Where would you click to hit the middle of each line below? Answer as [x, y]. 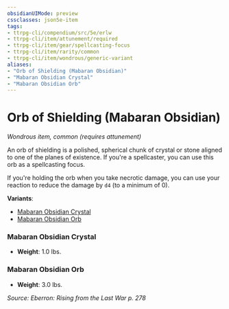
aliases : [20, 65]
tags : [15, 26]
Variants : [21, 198]
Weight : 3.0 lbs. [40, 284]
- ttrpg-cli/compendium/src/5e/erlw [59, 33]
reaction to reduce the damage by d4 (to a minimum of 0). [88, 185]
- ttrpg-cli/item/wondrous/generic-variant [70, 58]
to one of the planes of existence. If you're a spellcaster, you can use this [110, 157]
